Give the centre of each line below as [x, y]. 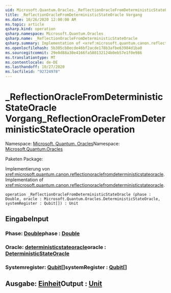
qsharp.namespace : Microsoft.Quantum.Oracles [54, 34]
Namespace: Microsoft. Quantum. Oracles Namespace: [63, 143]
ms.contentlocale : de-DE [32, 62]
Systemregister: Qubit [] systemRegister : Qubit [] [66, 267]
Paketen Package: [24, 159]
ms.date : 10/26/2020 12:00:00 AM [41, 19]
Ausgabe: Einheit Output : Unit [54, 284]
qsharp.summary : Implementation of [43, 43]
